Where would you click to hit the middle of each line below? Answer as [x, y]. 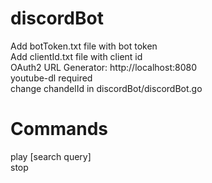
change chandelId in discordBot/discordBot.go [106, 88]
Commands [59, 129]
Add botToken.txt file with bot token [84, 46]
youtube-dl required [51, 78]
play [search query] [51, 156]
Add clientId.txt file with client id [76, 56]
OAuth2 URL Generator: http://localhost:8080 [103, 67]
